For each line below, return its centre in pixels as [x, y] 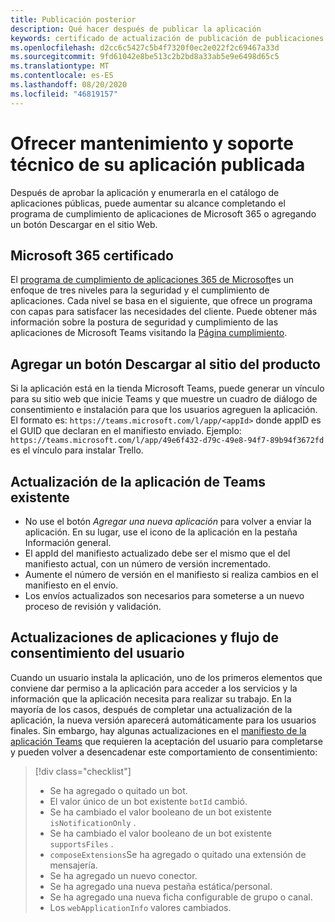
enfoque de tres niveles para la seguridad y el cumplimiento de [140, 290]
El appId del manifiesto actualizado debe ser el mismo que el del [157, 553]
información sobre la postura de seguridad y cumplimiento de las [144, 322]
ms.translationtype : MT [60, 66]
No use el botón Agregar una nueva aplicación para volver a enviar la [168, 521]
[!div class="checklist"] [83, 771]
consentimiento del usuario [97, 653]
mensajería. [73, 865]
